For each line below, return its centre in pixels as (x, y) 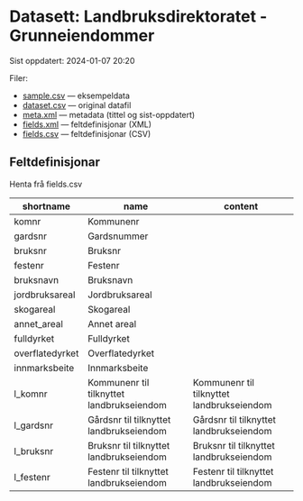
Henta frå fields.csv (46, 184)
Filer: (19, 77)
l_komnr (31, 394)
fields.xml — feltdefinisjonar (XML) (87, 124)
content (241, 206)
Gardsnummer (118, 236)
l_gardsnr (34, 425)
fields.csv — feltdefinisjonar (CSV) (87, 133)
